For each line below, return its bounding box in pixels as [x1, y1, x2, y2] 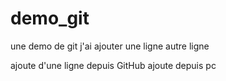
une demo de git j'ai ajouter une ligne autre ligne [10, 40, 210, 52]
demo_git [10, 7, 90, 30]
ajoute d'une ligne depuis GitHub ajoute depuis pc [10, 59, 217, 71]
